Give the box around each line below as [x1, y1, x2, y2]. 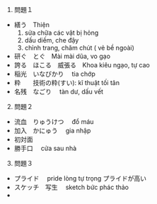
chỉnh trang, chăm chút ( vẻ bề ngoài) [24, 44, 134, 52]
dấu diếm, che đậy [24, 36, 79, 44]
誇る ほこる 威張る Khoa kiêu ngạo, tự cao [13, 61, 150, 69]
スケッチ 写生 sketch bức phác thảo [13, 183, 129, 191]
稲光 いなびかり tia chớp [13, 69, 95, 78]
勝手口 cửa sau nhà [13, 144, 77, 152]
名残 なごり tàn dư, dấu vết [13, 87, 104, 96]
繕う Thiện [13, 21, 50, 29]
